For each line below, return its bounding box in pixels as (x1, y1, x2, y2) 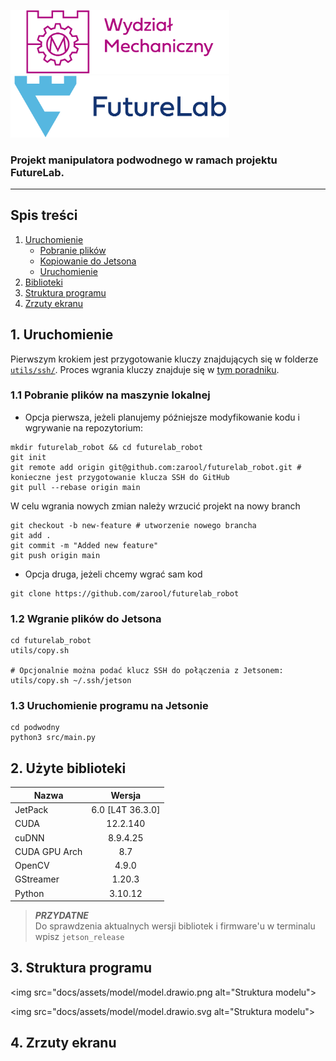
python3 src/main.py (10, 733, 97, 743)
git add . (10, 530, 52, 540)
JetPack (14, 804, 49, 816)
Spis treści (10, 207, 78, 224)
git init (10, 452, 47, 462)
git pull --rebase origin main (10, 482, 141, 492)
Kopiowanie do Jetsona (39, 255, 137, 267)
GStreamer (14, 873, 60, 885)
